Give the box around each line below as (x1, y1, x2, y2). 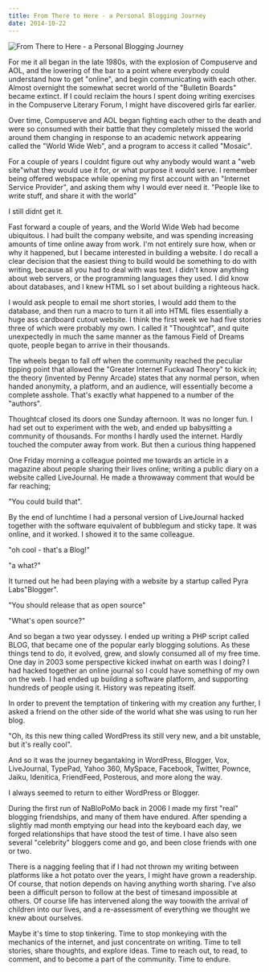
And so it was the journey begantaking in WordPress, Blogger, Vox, (8, 755, 230, 764)
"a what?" (8, 560, 42, 570)
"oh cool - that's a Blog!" (8, 545, 91, 554)
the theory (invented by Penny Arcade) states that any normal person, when (8, 373, 259, 382)
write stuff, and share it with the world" (8, 191, 137, 200)
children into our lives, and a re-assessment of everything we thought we (8, 904, 251, 914)
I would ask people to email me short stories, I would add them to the (8, 297, 237, 307)
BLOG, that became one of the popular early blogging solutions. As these (8, 640, 251, 649)
